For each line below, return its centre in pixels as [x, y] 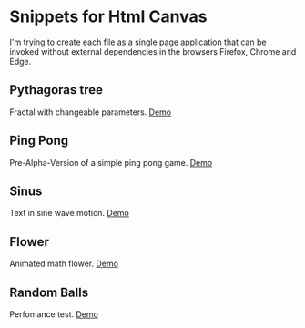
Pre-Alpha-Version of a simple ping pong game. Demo [111, 162]
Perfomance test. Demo [54, 314]
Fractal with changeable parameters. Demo [90, 112]
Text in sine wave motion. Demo [69, 213]
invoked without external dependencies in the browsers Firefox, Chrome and [153, 51]
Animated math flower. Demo [64, 264]
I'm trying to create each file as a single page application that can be [138, 42]
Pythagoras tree [56, 90]
